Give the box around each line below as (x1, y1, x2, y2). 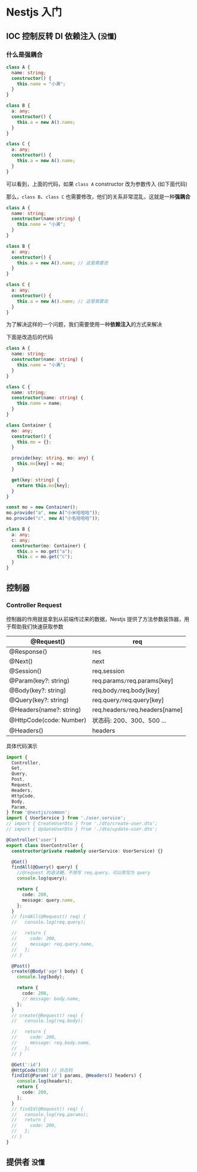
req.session (91, 666, 125, 675)
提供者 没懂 (6, 1157, 45, 1167)
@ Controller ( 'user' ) (6, 837, 58, 843)
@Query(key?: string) (9, 696, 69, 704)
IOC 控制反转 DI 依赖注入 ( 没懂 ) (6, 31, 117, 41)
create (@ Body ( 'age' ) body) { (11, 968, 84, 974)
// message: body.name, (21, 996, 81, 1002)
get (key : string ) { (11, 477, 60, 483)
